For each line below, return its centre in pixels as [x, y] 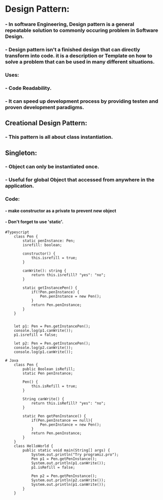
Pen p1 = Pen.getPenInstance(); [64, 459]
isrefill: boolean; [42, 245]
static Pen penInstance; [48, 373]
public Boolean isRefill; [49, 369]
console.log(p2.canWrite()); [43, 348]
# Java [12, 361]
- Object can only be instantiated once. [52, 167]
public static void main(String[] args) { [66, 451]
